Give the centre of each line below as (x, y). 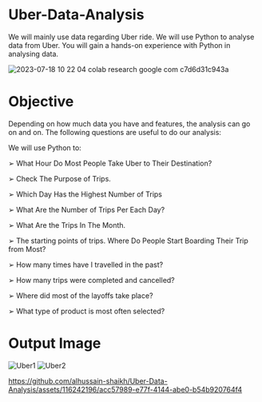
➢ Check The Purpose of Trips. (60, 178)
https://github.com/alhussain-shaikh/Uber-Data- (88, 380)
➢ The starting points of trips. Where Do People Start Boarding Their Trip (129, 241)
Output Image (55, 343)
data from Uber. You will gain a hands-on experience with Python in (119, 45)
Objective (41, 102)
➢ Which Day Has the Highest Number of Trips (85, 194)
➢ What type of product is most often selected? (87, 311)
